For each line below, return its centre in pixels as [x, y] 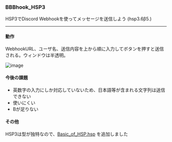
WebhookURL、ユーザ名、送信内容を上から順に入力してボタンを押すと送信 [85, 49]
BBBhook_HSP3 [25, 7]
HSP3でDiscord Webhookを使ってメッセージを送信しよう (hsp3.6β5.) [79, 19]
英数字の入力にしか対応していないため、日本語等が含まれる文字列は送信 [89, 90]
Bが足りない [25, 109]
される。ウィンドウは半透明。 [37, 55]
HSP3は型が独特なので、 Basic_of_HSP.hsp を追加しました [67, 134]
